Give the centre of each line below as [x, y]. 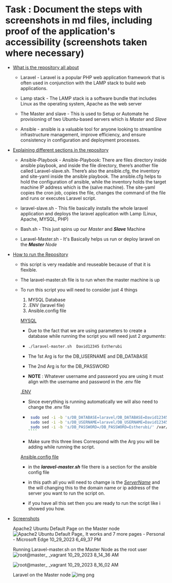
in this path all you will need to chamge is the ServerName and [94, 482]
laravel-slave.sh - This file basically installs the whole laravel [84, 208]
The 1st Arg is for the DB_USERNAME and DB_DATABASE [88, 356]
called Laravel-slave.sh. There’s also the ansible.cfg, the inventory [90, 171]
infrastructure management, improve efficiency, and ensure [83, 134]
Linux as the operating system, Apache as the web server [81, 103]
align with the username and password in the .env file [84, 381]
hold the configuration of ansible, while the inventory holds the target [93, 181]
